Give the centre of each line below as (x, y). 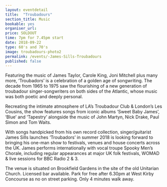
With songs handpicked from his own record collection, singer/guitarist (78, 132)
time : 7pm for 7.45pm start (34, 38)
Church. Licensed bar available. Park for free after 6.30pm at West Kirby (79, 174)
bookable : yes (20, 24)
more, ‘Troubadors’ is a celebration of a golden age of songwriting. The (79, 81)
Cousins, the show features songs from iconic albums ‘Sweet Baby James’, (82, 112)
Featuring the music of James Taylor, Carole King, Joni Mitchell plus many (81, 75)
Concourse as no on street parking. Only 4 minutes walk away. (70, 179)
